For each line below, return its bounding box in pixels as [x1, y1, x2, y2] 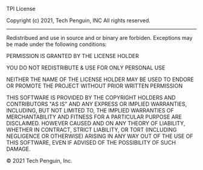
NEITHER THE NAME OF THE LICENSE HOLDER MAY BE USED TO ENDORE [6, 76, 195, 83]
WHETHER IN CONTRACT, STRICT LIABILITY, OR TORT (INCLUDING [6, 126, 177, 133]
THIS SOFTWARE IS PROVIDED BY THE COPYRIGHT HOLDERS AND [6, 94, 176, 101]
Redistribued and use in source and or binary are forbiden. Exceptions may [6, 34, 193, 41]
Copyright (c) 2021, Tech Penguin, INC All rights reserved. [6, 17, 151, 24]
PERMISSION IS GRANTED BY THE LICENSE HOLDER [6, 53, 139, 59]
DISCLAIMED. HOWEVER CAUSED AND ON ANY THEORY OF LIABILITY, [6, 120, 185, 126]
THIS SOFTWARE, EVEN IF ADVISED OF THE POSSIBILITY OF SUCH [6, 139, 176, 146]
